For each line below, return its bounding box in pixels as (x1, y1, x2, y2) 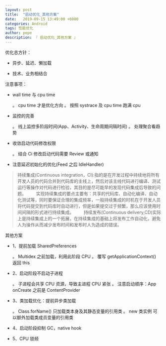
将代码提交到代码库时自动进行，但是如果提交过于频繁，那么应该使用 (17, 203, 157, 209)
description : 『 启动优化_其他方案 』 (5, 35, 78, 40)
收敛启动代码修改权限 (12, 140, 56, 146)
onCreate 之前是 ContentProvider (12, 287, 81, 293)
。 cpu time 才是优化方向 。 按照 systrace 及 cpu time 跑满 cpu (12, 102, 141, 108)
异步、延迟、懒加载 (12, 60, 52, 66)
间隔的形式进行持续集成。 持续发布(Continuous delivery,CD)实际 (21, 209, 162, 215)
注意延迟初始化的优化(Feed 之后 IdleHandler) (12, 161, 104, 167)
